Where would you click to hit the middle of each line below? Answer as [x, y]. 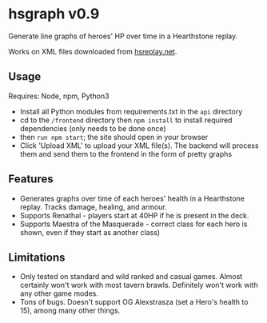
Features [31, 179]
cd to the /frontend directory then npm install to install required [126, 120]
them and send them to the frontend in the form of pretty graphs [126, 154]
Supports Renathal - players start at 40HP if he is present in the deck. [134, 215]
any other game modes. [59, 293]
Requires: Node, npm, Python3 [59, 96]
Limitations [37, 257]
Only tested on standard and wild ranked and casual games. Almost [131, 277]
